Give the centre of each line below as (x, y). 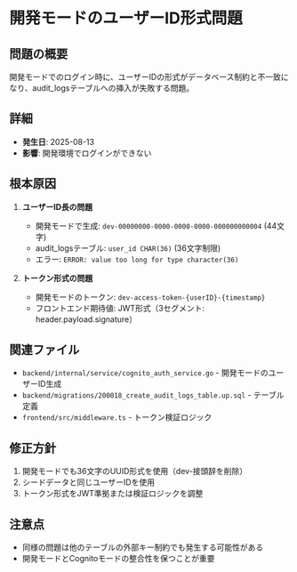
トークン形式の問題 (57, 278)
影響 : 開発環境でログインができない (87, 153)
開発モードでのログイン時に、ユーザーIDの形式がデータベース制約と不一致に (149, 77)
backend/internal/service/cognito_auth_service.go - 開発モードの (145, 373)
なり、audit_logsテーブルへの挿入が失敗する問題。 (101, 88)
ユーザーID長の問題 (57, 206)
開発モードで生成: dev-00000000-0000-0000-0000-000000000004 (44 (156, 226)
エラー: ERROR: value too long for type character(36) (137, 259)
